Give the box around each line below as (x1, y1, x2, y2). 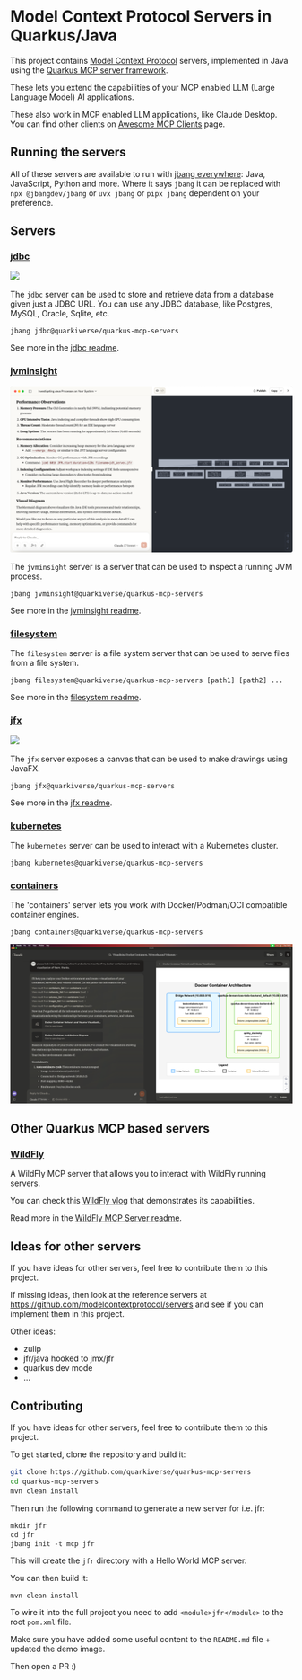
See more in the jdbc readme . (10, 342, 120, 353)
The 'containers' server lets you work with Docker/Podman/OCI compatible (10, 900, 288, 911)
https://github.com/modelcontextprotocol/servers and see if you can (10, 1299, 263, 1310)
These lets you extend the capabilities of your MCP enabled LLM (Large (10, 82, 276, 93)
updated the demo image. (10, 1643, 106, 1654)
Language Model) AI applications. (10, 92, 134, 102)
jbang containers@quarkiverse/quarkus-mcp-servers (10, 928, 203, 937)
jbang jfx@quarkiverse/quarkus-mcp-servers (10, 781, 176, 790)
